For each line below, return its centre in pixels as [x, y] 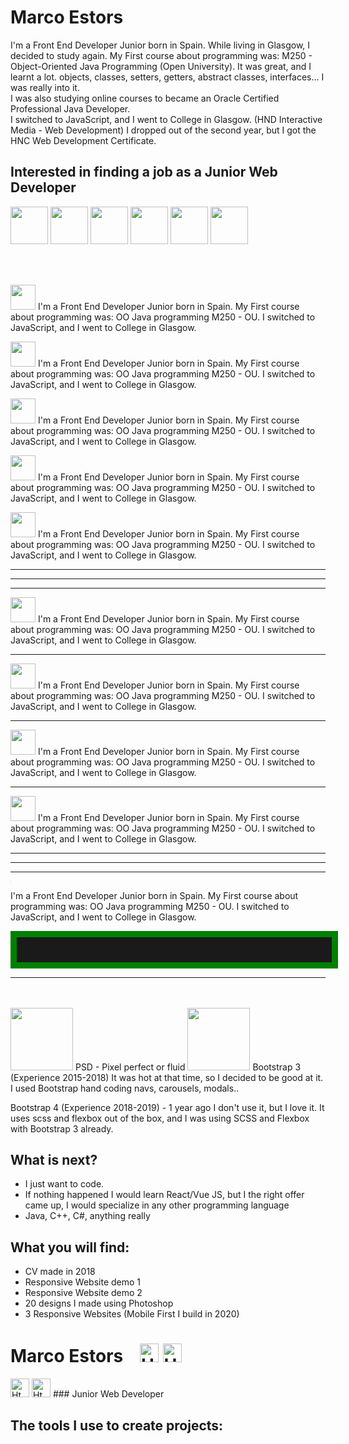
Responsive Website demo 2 [83, 1293]
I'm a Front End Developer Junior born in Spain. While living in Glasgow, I [160, 45]
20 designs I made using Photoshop [99, 1303]
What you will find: [70, 1247]
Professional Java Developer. [70, 108]
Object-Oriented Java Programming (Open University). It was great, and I [161, 66]
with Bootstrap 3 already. [62, 1128]
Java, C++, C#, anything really [87, 1216]
